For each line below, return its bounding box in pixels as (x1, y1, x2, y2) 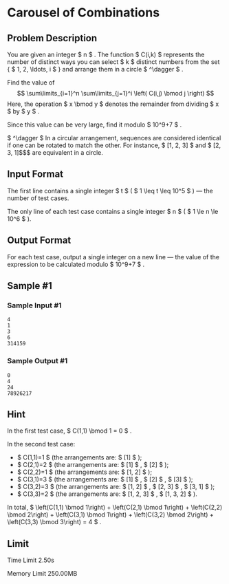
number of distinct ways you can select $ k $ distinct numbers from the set (7, 58, 220, 66)
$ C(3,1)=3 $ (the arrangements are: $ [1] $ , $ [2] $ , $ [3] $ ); (17, 475, 193, 484)
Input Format (7, 169, 64, 180)
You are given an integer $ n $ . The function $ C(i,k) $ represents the (7, 50, 205, 58)
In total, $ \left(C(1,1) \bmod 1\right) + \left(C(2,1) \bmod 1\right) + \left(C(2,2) (7, 504, 223, 512)
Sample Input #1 (7, 301, 62, 310)
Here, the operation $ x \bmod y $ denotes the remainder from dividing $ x (7, 100, 219, 108)
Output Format (7, 235, 72, 246)
